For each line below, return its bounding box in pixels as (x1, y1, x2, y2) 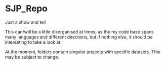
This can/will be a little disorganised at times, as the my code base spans (5, 29, 154, 34)
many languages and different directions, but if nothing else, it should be (5, 34, 153, 40)
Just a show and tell (5, 19, 46, 25)
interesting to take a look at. (5, 39, 62, 45)
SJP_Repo (5, 3, 48, 14)
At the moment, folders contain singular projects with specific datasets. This (5, 49, 161, 55)
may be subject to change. (5, 54, 59, 60)
